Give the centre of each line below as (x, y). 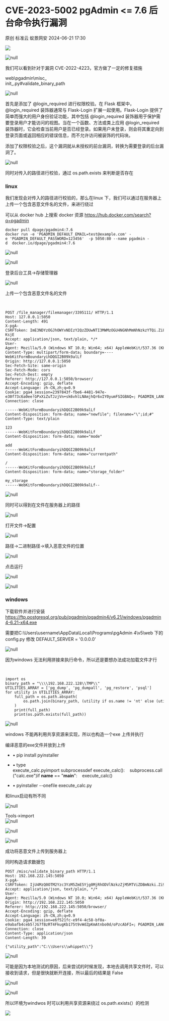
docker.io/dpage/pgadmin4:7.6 (44, 243)
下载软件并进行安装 (25, 611)
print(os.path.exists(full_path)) (50, 714)
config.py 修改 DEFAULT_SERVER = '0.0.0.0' (51, 639)
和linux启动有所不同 (26, 796)
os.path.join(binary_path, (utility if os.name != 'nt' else (89, 701)
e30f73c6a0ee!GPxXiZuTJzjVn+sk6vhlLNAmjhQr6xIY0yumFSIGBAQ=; (71, 397)
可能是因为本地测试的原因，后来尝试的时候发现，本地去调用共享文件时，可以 (84, 966)
